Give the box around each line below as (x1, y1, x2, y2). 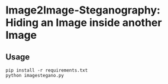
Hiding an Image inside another (5, 16, 162, 29)
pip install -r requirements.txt (5, 68, 88, 73)
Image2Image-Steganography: (5, 4, 161, 17)
